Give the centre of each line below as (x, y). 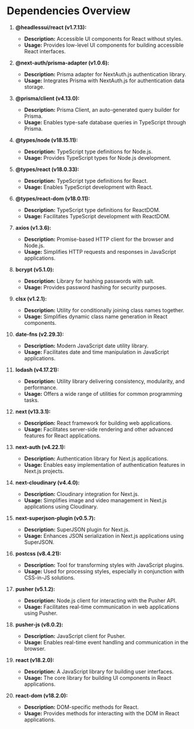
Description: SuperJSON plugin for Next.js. (77, 529)
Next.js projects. (44, 471)
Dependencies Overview (69, 11)
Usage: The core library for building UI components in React (98, 678)
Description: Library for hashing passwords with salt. (89, 281)
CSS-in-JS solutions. (50, 578)
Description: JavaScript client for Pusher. (75, 636)
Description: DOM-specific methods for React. (81, 707)
